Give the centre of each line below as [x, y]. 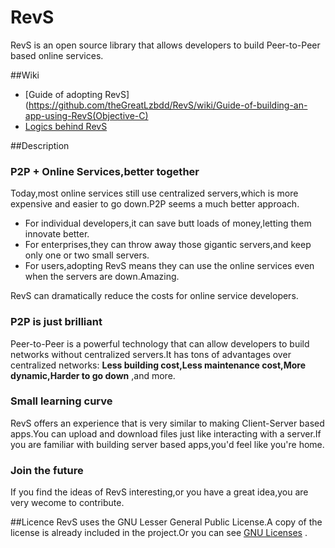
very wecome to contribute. [67, 503]
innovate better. [57, 234]
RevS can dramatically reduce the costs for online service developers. [154, 296]
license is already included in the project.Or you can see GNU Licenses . [159, 533]
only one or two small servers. [87, 255]
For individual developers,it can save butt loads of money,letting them [168, 223]
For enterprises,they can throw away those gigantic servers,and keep [168, 245]
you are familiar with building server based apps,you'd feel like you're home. [167, 444]
